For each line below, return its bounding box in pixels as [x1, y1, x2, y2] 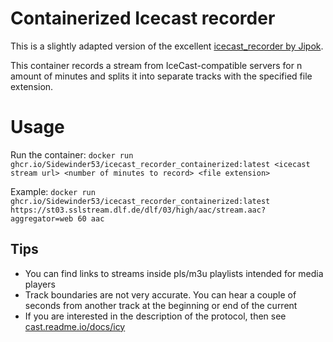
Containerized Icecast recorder [10, 7, 276, 30]
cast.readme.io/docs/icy [24, 320, 126, 332]
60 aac [77, 213, 105, 224]
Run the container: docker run [10, 148, 134, 161]
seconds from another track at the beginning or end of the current [24, 299, 298, 311]
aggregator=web [10, 213, 74, 224]
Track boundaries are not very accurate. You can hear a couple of [24, 288, 297, 301]
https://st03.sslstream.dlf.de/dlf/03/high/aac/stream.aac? [10, 205, 267, 215]
